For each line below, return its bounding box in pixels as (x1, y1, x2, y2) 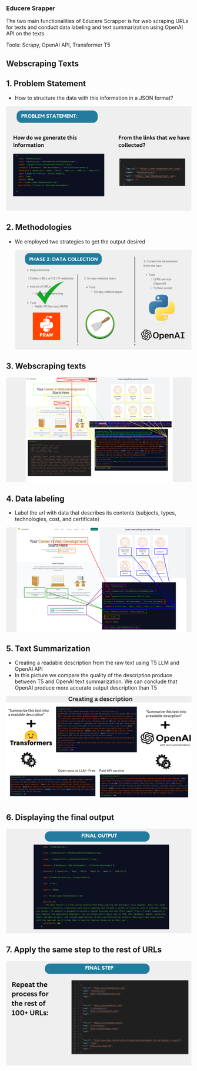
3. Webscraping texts (6, 361, 86, 371)
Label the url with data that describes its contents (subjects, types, (14, 509, 176, 516)
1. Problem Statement (6, 78, 86, 89)
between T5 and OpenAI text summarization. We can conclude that (14, 678, 178, 685)
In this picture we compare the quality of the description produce (14, 672, 172, 679)
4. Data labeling (6, 493, 65, 503)
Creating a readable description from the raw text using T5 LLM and (14, 659, 179, 667)
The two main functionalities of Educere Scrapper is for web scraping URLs (6, 18, 189, 25)
